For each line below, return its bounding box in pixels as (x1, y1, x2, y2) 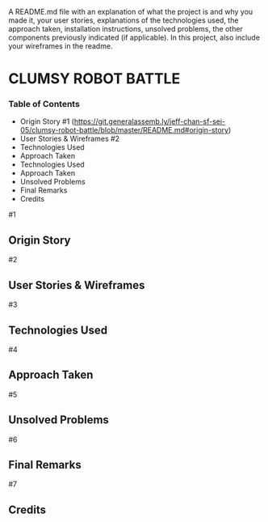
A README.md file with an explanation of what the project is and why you (8, 7, 253, 16)
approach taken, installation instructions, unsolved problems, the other (8, 24, 244, 33)
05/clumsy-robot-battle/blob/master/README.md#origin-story (19, 125, 228, 135)
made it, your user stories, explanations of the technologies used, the (8, 15, 239, 25)
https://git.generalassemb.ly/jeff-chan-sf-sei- (73, 117, 226, 126)
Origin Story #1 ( (19, 117, 75, 126)
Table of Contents (8, 99, 81, 110)
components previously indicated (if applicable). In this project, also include (8, 32, 261, 42)
